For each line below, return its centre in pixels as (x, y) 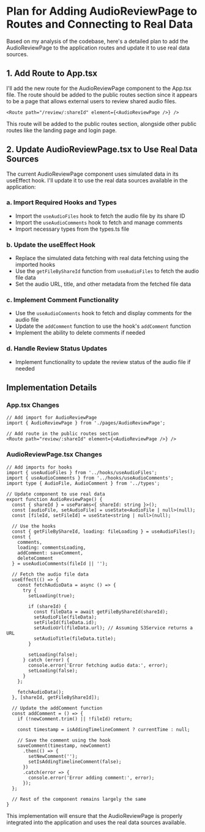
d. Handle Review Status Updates (57, 349)
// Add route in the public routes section (63, 434)
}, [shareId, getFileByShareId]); (56, 697)
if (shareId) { (48, 606)
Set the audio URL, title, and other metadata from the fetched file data (103, 284)
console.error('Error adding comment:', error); (91, 778)
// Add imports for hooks (39, 467)
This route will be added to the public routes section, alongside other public (102, 124)
